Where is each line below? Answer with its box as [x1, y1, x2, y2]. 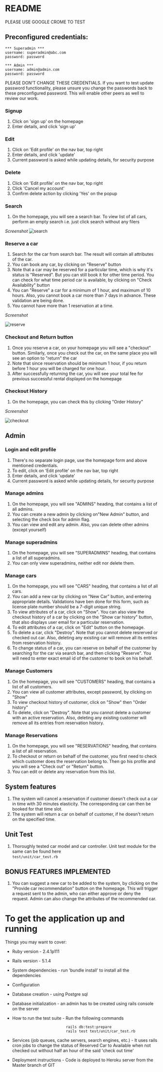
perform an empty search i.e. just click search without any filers [12, 219, 140, 225]
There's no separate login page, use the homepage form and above [12, 457, 147, 463]
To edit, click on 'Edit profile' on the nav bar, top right [12, 468, 118, 473]
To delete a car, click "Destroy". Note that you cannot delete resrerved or [12, 630, 158, 635]
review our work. [5, 95, 39, 101]
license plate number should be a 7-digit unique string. [12, 604, 122, 610]
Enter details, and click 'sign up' [12, 124, 76, 130]
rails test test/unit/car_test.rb [65, 1029, 136, 1034]
